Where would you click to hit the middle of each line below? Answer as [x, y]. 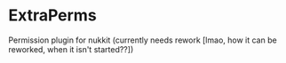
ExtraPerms [52, 16]
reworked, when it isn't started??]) [71, 49]
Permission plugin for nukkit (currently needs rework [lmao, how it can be [143, 40]
